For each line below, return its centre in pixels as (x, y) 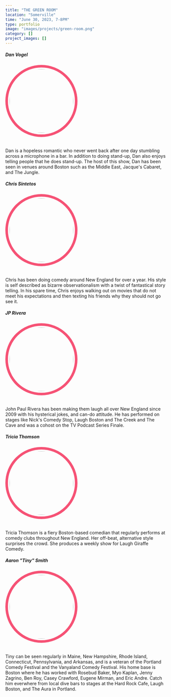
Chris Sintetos (21, 184)
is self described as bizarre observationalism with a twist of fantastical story (86, 285)
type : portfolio (22, 24)
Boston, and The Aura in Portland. (41, 689)
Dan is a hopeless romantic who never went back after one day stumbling (82, 151)
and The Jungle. (22, 172)
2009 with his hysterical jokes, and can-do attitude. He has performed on (82, 414)
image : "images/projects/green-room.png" (50, 29)
